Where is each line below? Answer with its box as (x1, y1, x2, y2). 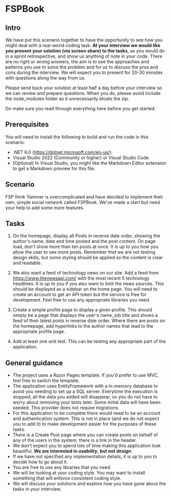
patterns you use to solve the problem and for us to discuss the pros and (5, 64, 158, 70)
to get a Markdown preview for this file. (12, 165, 95, 171)
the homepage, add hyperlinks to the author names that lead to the (12, 323, 154, 329)
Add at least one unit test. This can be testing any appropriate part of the (12, 338, 166, 344)
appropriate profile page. (12, 329, 65, 335)
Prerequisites (5, 120, 49, 129)
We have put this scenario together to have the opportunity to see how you (5, 37, 163, 43)
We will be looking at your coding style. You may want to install (12, 470, 145, 476)
